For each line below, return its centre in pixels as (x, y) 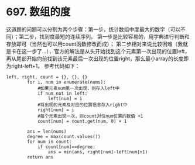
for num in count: (49, 142)
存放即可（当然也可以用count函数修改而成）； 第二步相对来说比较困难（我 (95, 44)
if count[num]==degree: (66, 147)
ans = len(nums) (47, 131)
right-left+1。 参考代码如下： (45, 66)
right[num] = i (56, 110)
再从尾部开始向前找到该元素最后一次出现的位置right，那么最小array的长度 (95, 59)
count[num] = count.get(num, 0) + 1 (82, 121)
